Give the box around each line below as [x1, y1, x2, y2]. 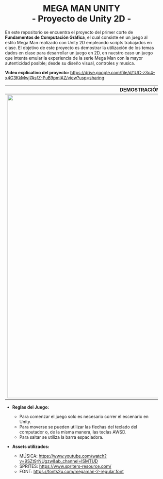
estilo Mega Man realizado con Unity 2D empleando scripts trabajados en [5, 39, 152, 45]
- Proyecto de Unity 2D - [32, 13, 131, 24]
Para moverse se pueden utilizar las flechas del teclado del [19, 424, 137, 429]
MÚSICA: [19, 453, 38, 459]
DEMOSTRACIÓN [119, 86, 160, 93]
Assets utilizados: [12, 444, 49, 449]
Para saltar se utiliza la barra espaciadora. [19, 434, 103, 440]
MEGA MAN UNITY [43, 3, 120, 14]
